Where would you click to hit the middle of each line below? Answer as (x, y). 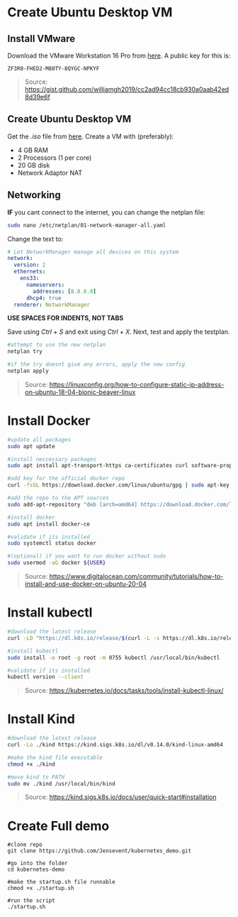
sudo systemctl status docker (52, 543)
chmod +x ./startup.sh (41, 889)
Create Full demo (58, 826)
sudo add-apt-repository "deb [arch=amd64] (73, 504)
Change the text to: (35, 239)
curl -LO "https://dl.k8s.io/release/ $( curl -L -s (84, 638)
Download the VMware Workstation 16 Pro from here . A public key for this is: (119, 55)
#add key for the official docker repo (66, 479)
